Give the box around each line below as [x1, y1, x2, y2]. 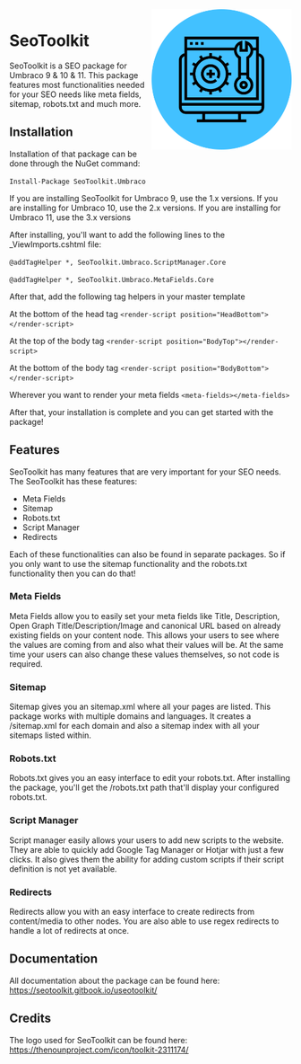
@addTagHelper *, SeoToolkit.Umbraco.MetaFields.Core [9, 275, 215, 284]
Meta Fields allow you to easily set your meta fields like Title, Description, [9, 610, 280, 621]
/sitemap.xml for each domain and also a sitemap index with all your [9, 721, 260, 731]
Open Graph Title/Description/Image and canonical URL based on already [9, 620, 281, 631]
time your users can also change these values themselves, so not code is [9, 649, 280, 660]
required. [9, 658, 43, 669]
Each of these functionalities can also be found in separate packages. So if [9, 548, 286, 560]
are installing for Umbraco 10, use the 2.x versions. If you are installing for [9, 202, 281, 213]
